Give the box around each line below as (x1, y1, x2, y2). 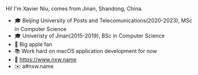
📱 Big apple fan (14, 41, 52, 48)
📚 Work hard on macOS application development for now (14, 48, 157, 54)
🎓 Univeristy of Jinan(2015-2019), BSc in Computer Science (14, 32, 166, 39)
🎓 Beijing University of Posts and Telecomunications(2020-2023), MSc (14, 17, 193, 24)
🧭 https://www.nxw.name (14, 56, 77, 63)
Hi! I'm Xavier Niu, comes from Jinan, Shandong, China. (5, 5, 143, 12)
